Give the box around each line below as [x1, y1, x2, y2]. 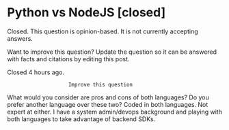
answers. [7, 34, 33, 42]
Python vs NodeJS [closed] [7, 5, 166, 20]
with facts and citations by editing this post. [7, 54, 130, 63]
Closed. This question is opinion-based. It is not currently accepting [7, 27, 198, 35]
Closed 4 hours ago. [7, 68, 65, 76]
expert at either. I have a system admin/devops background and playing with [7, 108, 222, 116]
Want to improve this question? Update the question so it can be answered [7, 48, 217, 56]
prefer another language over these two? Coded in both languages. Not [7, 100, 208, 108]
